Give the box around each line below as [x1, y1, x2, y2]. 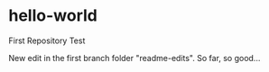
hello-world [8, 5, 98, 26]
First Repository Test [8, 35, 86, 46]
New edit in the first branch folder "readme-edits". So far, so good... [8, 52, 261, 63]
